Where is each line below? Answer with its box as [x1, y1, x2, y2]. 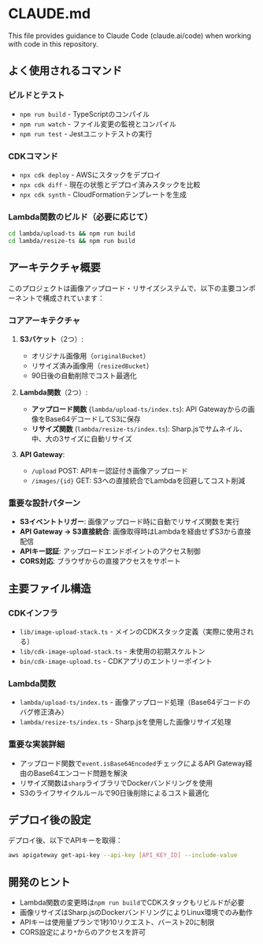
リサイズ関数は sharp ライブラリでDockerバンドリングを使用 [19, 778, 213, 788]
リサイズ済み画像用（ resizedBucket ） [31, 361, 154, 371]
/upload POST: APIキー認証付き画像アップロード [31, 466, 189, 476]
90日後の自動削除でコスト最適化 [31, 371, 138, 380]
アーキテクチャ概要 [8, 261, 101, 275]
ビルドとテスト [8, 90, 65, 101]
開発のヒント [8, 875, 71, 889]
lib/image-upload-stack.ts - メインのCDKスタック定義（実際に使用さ [19, 627, 247, 636]
